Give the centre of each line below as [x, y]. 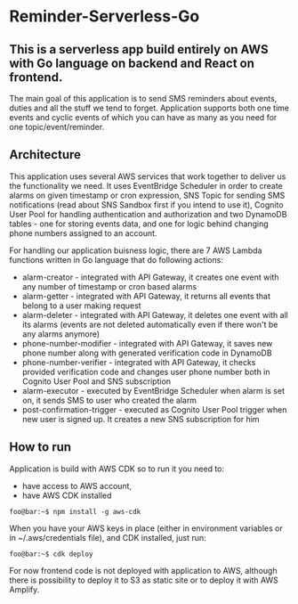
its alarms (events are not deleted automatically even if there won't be [150, 324]
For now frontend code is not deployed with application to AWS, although [143, 570]
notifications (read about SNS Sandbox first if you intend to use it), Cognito [146, 204]
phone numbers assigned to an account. [83, 233]
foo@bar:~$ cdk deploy [51, 554]
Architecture [45, 155]
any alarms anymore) [61, 334]
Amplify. [24, 589]
